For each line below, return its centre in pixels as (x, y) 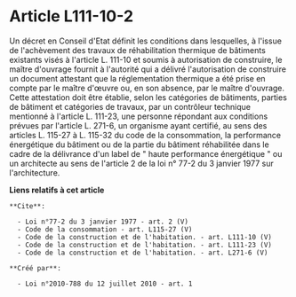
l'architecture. (35, 172)
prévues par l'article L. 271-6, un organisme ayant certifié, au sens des (138, 125)
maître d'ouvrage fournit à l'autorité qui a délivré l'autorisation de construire (148, 69)
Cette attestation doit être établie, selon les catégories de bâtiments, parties (148, 97)
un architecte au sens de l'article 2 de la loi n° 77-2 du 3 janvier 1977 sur (141, 163)
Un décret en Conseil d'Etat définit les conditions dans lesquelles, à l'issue (146, 41)
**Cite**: (28, 206)
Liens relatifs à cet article (57, 190)
